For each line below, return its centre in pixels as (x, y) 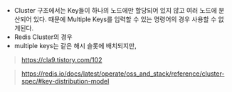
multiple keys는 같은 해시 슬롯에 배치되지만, (75, 46)
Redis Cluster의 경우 (43, 37)
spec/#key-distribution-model (65, 81)
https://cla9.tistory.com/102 (62, 60)
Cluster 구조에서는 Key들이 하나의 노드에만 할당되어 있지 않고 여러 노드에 (115, 10)
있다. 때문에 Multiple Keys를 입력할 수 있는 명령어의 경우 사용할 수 (125, 19)
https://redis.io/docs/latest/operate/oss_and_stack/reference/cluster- (123, 74)
